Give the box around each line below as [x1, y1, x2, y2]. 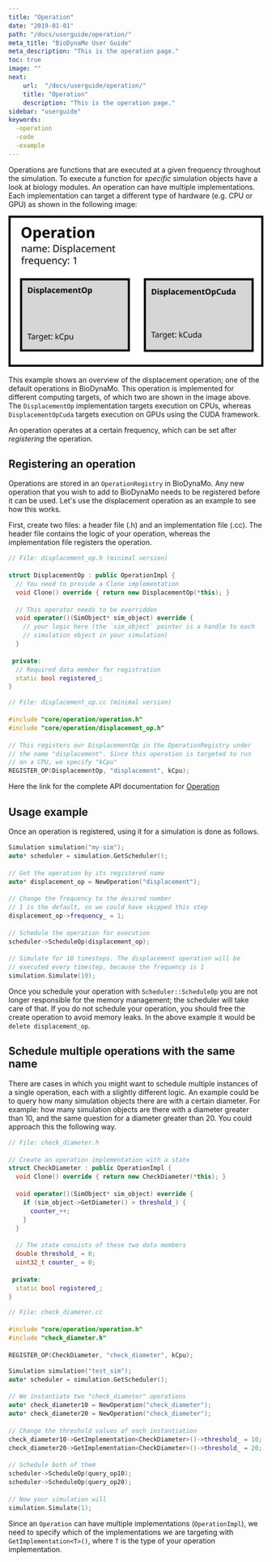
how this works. [8, 504, 62, 515]
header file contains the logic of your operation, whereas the [8, 529, 210, 539]
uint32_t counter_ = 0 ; [15, 1258, 96, 1266]
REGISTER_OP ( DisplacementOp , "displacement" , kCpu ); [8, 767, 190, 775]
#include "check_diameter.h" [8, 1334, 107, 1343]
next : [8, 73, 27, 81]
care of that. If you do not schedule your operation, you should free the [8, 1003, 245, 1014]
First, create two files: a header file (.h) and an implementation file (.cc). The [8, 520, 262, 530]
